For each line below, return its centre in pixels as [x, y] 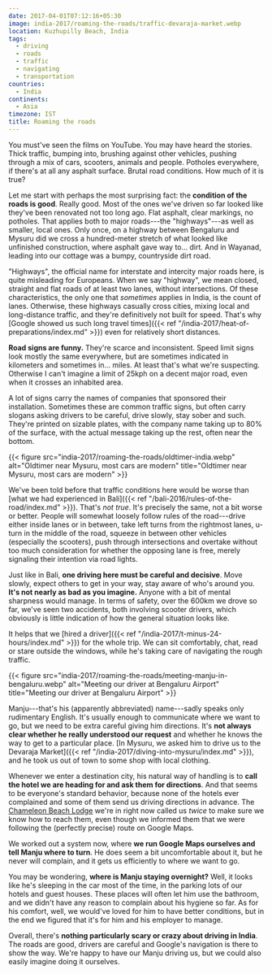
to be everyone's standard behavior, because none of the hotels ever [124, 793]
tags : [17, 39]
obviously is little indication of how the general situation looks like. [119, 618]
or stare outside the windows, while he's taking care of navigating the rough [136, 650]
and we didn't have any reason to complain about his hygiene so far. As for [134, 902]
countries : [27, 84]
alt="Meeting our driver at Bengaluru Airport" [143, 684]
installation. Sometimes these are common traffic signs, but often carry [127, 407]
